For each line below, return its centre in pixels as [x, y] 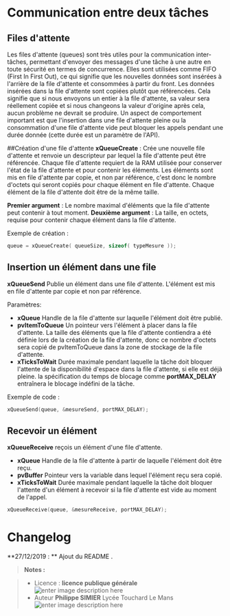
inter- [204, 54]
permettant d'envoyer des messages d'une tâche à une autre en [120, 62]
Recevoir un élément [52, 431]
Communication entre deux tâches [108, 13]
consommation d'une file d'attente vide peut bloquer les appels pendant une [115, 128]
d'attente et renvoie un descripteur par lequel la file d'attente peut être [107, 155]
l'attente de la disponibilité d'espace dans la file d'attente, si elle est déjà [119, 368]
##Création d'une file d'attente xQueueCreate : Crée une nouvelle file [106, 148]
